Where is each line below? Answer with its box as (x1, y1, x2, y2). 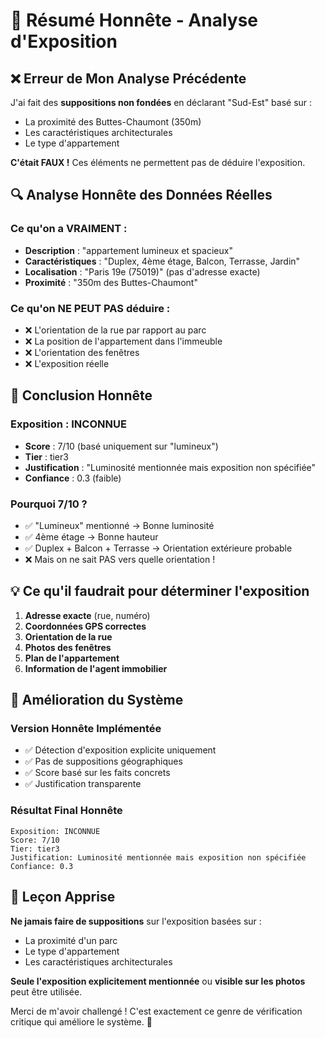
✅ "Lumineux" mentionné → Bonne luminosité (24, 519, 215, 531)
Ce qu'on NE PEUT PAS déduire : (10, 301, 171, 315)
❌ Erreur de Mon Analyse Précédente (10, 70, 247, 87)
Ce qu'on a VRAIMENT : (10, 222, 128, 236)
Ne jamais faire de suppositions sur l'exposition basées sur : (10, 915, 262, 927)
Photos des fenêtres (24, 641, 112, 653)
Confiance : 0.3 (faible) (24, 472, 122, 484)
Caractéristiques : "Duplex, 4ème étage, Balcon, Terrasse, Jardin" (24, 255, 301, 267)
